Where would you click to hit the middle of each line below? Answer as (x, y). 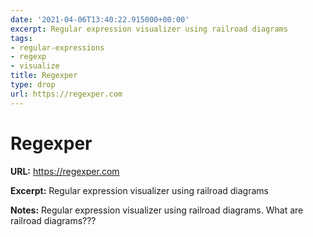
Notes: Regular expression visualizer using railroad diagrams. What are (157, 210)
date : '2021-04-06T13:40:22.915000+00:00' (100, 19)
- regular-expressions (57, 47)
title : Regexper (44, 76)
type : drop (33, 85)
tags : (21, 38)
